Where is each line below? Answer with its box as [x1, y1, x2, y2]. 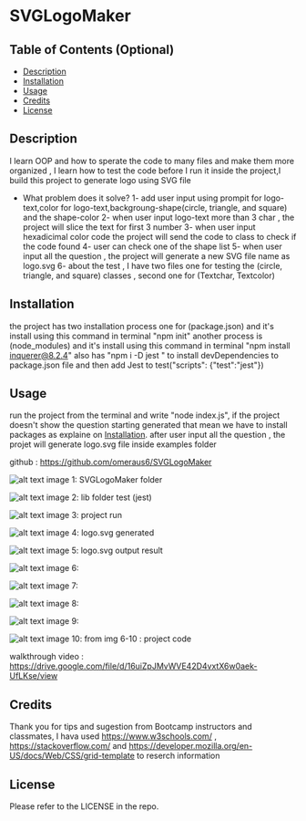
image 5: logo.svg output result [46, 545, 164, 556]
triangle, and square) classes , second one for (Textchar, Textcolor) [22, 270, 276, 281]
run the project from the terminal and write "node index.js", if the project [9, 410, 280, 421]
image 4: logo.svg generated [46, 527, 155, 538]
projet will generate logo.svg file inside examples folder [9, 439, 217, 450]
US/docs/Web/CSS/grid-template [9, 750, 135, 762]
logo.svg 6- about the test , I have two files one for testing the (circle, [22, 260, 283, 271]
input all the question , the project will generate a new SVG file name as [22, 250, 291, 261]
